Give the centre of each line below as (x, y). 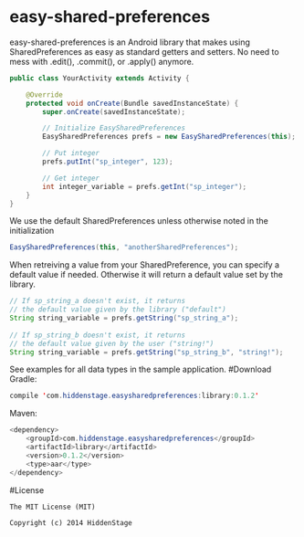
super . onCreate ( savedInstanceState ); (114, 111)
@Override (45, 95)
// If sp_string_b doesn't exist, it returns (97, 335)
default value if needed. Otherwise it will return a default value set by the (146, 275)
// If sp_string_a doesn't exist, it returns (97, 301)
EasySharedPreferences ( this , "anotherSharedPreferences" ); (124, 247)
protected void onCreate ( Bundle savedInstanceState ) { (132, 103)
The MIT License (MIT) (52, 507)
